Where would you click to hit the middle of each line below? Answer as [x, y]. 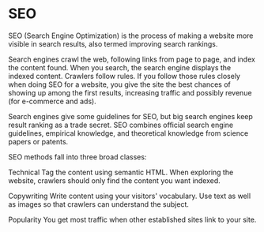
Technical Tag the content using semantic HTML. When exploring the [121, 172]
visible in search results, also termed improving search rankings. [113, 43]
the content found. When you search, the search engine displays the [120, 67]
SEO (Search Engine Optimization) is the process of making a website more [131, 36]
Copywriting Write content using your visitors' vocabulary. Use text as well [130, 196]
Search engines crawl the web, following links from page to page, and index [132, 59]
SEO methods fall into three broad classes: [77, 157]
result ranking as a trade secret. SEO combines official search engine [121, 125]
